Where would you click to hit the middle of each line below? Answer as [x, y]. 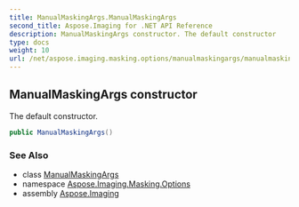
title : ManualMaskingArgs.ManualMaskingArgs [93, 17]
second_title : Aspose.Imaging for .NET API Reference [111, 26]
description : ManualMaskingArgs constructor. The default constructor [143, 34]
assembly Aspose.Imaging [71, 193]
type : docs [29, 42]
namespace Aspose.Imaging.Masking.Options [106, 184]
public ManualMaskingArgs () [61, 132]
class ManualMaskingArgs [70, 174]
